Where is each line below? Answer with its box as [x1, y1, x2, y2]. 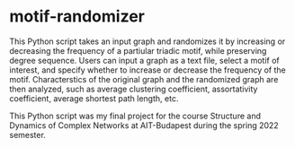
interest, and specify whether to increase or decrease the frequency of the [9, 65, 286, 75]
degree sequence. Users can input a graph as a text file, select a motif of [9, 55, 281, 65]
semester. [9, 129, 47, 140]
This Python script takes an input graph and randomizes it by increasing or [9, 36, 286, 47]
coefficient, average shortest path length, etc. [9, 92, 179, 104]
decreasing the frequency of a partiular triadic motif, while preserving [9, 45, 267, 56]
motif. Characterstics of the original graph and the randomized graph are [9, 73, 279, 84]
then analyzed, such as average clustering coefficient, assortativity [9, 83, 258, 94]
